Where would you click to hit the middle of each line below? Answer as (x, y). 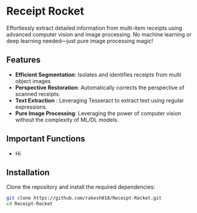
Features (23, 60)
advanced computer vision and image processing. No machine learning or (99, 34)
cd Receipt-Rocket (29, 204)
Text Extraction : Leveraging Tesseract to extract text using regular (99, 100)
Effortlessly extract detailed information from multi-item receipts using (94, 28)
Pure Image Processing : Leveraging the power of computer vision (98, 113)
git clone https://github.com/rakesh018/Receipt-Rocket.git (84, 198)
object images (33, 81)
